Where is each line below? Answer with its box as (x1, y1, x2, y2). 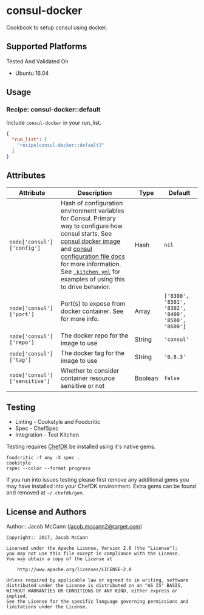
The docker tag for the (60, 348, 125, 357)
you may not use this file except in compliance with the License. (6, 550, 181, 557)
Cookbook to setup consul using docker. (6, 24, 107, 31)
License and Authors (6, 507, 87, 517)
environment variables (60, 206, 124, 215)
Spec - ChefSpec (15, 424, 59, 432)
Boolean (134, 374, 158, 382)
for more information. (60, 259, 121, 268)
